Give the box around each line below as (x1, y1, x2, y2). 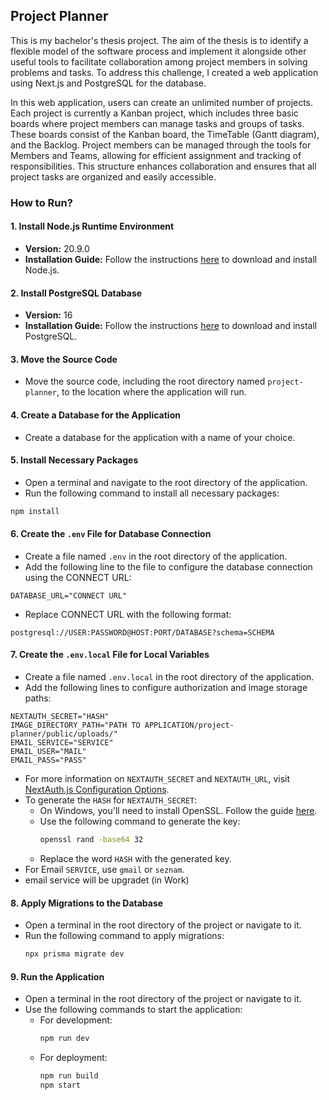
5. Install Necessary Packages (10, 454, 139, 466)
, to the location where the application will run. (56, 386, 247, 398)
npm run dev (39, 1034, 90, 1044)
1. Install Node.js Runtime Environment (10, 220, 175, 233)
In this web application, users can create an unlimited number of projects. (10, 96, 314, 108)
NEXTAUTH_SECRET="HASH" (10, 712, 110, 722)
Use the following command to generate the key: (39, 815, 241, 828)
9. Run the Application (10, 970, 105, 983)
